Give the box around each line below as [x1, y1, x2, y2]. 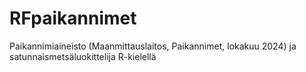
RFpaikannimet [9, 7, 137, 30]
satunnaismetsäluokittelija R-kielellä [9, 50, 157, 62]
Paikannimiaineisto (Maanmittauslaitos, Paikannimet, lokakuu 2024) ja [9, 40, 297, 52]
